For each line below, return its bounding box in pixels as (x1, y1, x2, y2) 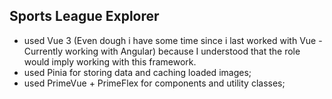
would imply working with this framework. (23, 55, 197, 68)
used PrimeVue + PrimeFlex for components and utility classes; (23, 77, 286, 89)
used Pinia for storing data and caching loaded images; (23, 66, 252, 78)
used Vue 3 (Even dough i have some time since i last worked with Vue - (23, 34, 323, 46)
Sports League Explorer (9, 8, 160, 25)
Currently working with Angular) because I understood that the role (23, 45, 301, 57)
